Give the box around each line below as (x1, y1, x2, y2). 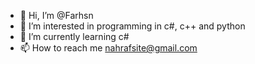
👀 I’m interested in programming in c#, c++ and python (19, 20, 246, 32)
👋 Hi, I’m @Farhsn (19, 10, 94, 21)
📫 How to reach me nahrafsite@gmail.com (19, 42, 198, 54)
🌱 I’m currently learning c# (19, 31, 130, 42)
